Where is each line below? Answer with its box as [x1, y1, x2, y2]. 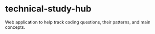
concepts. [5, 24, 25, 30]
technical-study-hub [5, 3, 91, 14]
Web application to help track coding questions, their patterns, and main [5, 19, 151, 25]
